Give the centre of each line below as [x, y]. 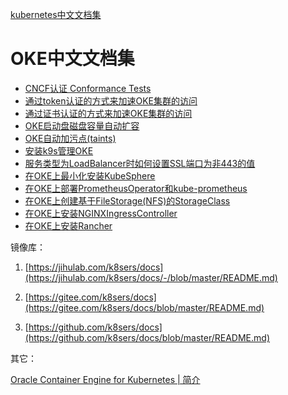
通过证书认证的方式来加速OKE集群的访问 [108, 113]
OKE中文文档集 [72, 59]
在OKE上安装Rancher [68, 225]
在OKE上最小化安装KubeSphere [90, 175]
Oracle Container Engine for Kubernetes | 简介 [105, 379]
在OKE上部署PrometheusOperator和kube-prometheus [136, 188]
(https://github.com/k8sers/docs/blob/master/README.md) [147, 337]
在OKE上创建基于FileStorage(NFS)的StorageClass [127, 200]
